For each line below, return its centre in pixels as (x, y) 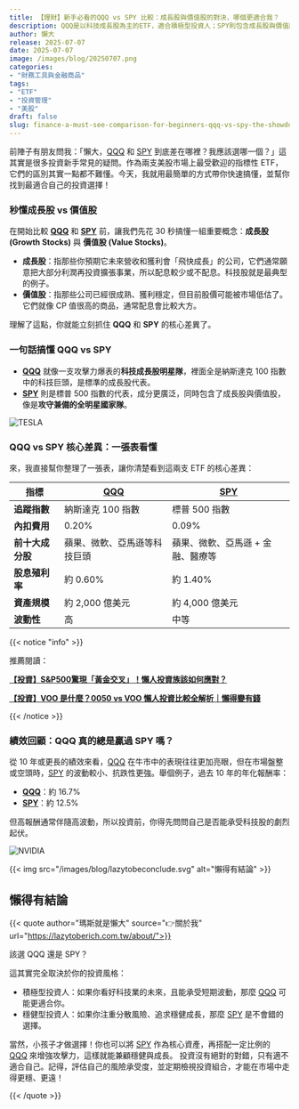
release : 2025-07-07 (48, 42)
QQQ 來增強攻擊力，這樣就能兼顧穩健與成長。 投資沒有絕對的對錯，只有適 (145, 1055)
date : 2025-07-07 (41, 51)
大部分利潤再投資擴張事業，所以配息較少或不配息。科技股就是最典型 (162, 272)
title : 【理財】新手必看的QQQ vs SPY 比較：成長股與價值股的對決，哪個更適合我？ (145, 17)
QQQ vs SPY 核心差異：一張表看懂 (83, 447)
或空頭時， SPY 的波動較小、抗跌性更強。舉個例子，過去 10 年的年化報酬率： (149, 773)
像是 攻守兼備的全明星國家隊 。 (77, 404)
